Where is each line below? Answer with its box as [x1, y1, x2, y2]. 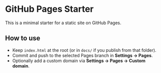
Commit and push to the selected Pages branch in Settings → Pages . [12, 52, 153, 58]
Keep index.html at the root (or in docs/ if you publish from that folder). [12, 47, 157, 53]
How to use [5, 34, 40, 42]
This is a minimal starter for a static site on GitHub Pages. [5, 20, 122, 26]
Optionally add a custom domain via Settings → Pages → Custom [12, 58, 146, 64]
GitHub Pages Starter [5, 3, 94, 15]
